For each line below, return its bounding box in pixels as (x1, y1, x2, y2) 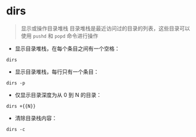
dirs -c (6, 126, 26, 132)
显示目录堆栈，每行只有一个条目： (14, 68, 99, 75)
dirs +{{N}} (6, 103, 36, 109)
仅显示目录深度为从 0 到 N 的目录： (14, 91, 102, 98)
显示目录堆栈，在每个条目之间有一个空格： (14, 45, 120, 52)
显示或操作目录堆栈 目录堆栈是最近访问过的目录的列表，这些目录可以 (20, 25, 190, 32)
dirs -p (6, 80, 26, 86)
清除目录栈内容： (14, 114, 57, 121)
